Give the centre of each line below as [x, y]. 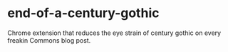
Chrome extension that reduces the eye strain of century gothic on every [114, 33]
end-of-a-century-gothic [83, 13]
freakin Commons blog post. [49, 40]
